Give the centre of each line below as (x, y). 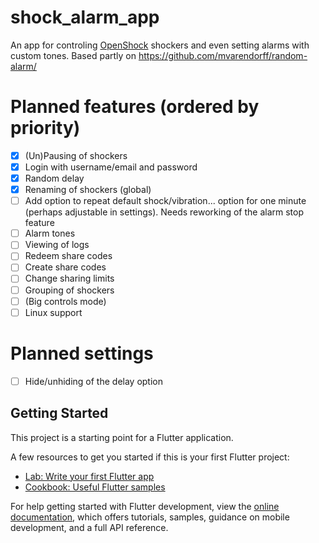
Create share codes (65, 267)
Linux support (53, 312)
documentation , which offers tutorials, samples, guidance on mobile (150, 517)
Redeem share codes (68, 256)
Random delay (54, 178)
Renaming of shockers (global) (88, 190)
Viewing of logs (57, 245)
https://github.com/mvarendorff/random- (223, 55)
